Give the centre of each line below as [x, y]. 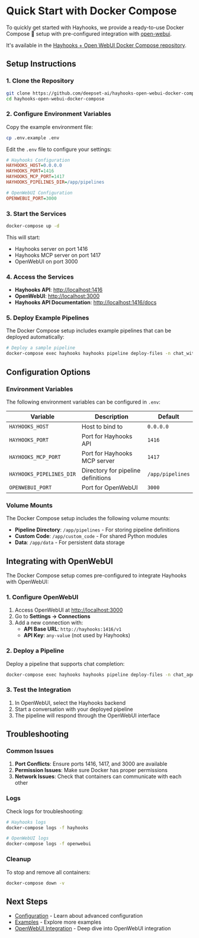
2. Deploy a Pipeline [35, 651]
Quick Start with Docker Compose [92, 11]
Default [168, 416]
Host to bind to [102, 426]
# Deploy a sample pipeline [41, 348]
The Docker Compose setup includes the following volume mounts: [88, 518]
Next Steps [27, 901]
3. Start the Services [36, 213]
